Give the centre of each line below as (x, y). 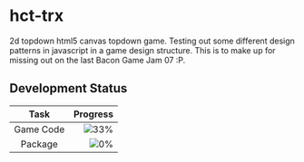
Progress (93, 114)
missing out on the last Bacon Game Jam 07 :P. (98, 60)
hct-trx (37, 16)
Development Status (69, 88)
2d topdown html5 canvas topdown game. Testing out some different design (152, 41)
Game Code (39, 129)
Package (39, 144)
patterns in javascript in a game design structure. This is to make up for (142, 50)
